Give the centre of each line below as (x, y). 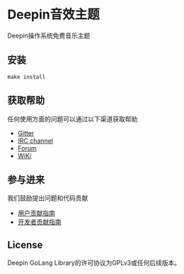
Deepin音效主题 (54, 15)
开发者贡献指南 (39, 222)
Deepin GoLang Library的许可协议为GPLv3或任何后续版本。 (94, 263)
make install (27, 77)
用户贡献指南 (36, 213)
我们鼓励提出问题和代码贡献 (48, 198)
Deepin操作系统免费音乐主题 (49, 35)
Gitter (26, 133)
